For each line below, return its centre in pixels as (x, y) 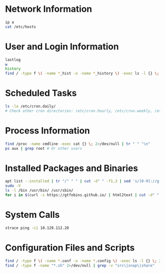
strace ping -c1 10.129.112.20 (37, 228)
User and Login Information (62, 47)
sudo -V (13, 186)
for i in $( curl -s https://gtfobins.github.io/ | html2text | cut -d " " (82, 195)
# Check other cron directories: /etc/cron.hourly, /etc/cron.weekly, (79, 111)
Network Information (49, 9)
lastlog (13, 60)
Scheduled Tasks (41, 93)
